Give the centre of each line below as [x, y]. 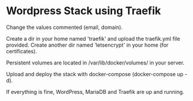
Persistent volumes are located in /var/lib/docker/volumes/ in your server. [95, 63]
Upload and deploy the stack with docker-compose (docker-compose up [95, 74]
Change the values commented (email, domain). [64, 27]
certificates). [22, 51]
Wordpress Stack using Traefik [84, 11]
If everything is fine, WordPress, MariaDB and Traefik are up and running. [95, 92]
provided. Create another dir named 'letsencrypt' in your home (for [87, 45]
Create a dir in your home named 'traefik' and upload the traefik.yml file [93, 38]
